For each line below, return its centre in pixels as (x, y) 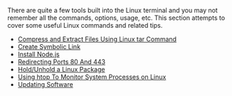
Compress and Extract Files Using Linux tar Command (97, 39)
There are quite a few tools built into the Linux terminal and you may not (113, 10)
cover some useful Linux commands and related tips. (85, 25)
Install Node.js (38, 54)
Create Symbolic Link (49, 47)
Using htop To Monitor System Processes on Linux (92, 77)
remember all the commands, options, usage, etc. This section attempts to (116, 18)
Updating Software (45, 84)
